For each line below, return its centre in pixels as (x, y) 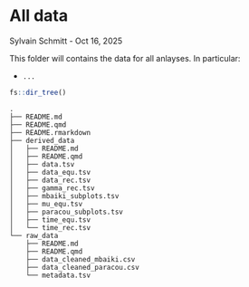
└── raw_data (34, 235)
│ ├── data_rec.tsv (50, 180)
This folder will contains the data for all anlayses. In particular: (125, 58)
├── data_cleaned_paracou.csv (83, 267)
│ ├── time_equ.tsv (50, 220)
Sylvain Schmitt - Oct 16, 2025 (66, 41)
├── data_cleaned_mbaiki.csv (81, 259)
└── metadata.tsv (58, 275)
